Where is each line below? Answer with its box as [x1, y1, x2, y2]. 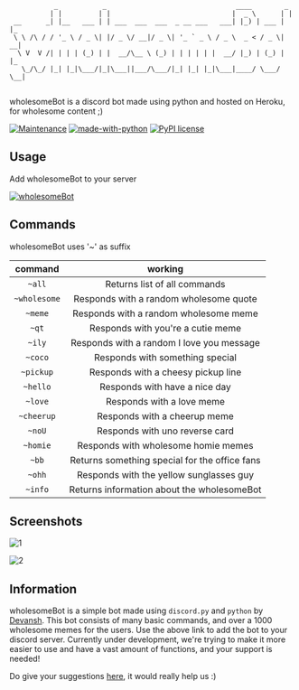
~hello [23, 381, 51, 392]
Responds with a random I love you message [70, 336, 260, 349]
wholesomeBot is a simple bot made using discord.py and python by [9, 605, 264, 616]
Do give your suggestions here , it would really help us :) [9, 671, 217, 682]
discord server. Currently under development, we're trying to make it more [9, 634, 286, 645]
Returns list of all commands [105, 277, 226, 290]
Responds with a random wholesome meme [71, 307, 259, 320]
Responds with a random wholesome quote [73, 292, 257, 304]
